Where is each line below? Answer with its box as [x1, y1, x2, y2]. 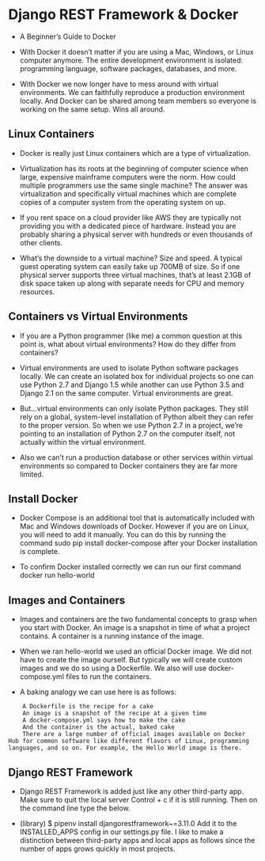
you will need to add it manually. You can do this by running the [19, 530, 227, 540]
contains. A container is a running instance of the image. [19, 632, 204, 641]
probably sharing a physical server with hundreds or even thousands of [19, 229, 253, 239]
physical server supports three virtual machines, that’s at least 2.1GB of [19, 270, 252, 279]
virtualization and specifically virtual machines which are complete [19, 188, 237, 199]
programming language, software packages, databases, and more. [19, 63, 237, 73]
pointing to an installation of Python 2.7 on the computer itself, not [19, 429, 236, 438]
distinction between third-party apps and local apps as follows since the [19, 836, 256, 844]
